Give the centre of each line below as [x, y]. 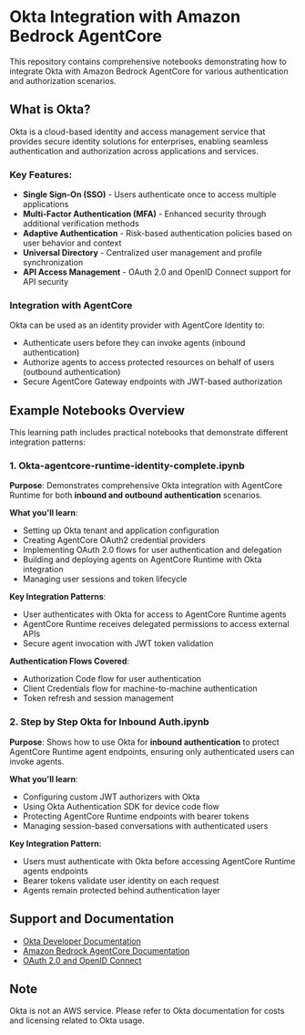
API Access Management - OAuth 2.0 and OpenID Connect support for [157, 272]
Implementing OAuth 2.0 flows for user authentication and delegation [152, 550]
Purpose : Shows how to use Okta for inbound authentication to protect [144, 742]
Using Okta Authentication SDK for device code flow [121, 806]
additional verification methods [81, 224]
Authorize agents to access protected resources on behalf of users [148, 362]
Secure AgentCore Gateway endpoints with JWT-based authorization [152, 382]
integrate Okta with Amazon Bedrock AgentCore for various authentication [149, 71]
